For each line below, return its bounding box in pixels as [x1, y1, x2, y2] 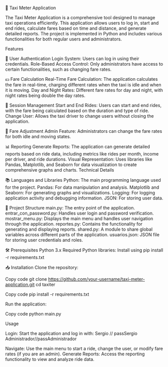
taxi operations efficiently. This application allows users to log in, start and [5, 20, 159, 26]
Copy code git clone [5, 276, 47, 282]
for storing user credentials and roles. [5, 237, 83, 243]
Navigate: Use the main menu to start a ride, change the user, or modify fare [5, 346, 163, 351]
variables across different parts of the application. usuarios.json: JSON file [5, 232, 160, 237]
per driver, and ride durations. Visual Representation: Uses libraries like [5, 156, 152, 162]
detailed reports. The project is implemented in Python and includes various [5, 31, 162, 36]
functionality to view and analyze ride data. [5, 356, 95, 362]
